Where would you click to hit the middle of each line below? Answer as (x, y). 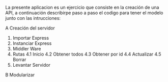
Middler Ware (27, 49)
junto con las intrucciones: (33, 18)
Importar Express (31, 38)
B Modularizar (20, 75)
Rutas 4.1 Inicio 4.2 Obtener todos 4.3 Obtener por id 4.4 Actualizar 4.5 (87, 54)
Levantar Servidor (32, 65)
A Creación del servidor (30, 28)
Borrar (19, 60)
